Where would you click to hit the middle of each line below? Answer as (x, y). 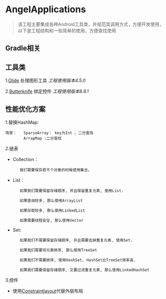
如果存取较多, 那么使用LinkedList (52, 211)
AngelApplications (46, 9)
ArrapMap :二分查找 (43, 138)
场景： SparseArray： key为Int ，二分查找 (49, 133)
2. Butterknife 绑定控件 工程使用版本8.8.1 (47, 91)
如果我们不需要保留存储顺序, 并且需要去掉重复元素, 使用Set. (76, 240)
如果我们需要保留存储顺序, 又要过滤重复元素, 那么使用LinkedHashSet (85, 270)
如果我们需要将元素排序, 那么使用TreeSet (59, 250)
